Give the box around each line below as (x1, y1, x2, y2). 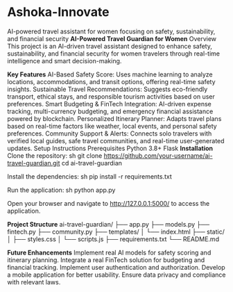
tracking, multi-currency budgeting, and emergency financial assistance (7, 107, 214, 115)
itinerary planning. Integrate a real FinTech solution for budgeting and (7, 255, 205, 264)
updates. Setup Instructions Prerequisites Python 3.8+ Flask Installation (7, 144, 214, 152)
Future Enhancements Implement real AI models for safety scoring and (7, 248, 212, 257)
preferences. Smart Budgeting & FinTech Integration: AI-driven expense (7, 99, 212, 108)
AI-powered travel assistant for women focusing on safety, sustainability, (7, 27, 216, 35)
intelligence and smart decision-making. (7, 56, 122, 65)
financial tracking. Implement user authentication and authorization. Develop (7, 263, 225, 271)
